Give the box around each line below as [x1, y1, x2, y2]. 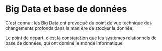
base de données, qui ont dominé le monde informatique [5, 40, 123, 46]
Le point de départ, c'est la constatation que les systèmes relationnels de [5, 35, 157, 41]
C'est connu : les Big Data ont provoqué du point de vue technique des [5, 20, 152, 26]
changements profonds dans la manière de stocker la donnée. [5, 25, 134, 31]
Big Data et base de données [5, 3, 127, 15]
